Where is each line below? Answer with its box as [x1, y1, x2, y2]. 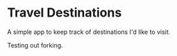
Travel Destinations [7, 5, 122, 21]
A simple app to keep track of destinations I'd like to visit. [7, 28, 171, 36]
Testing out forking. [7, 41, 64, 49]
